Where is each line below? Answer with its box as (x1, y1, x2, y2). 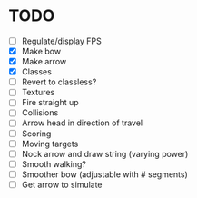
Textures (21, 87, 55, 98)
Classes (21, 66, 52, 77)
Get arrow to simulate (21, 179, 103, 190)
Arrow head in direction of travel (21, 117, 143, 128)
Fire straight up (21, 97, 79, 108)
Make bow (21, 46, 61, 56)
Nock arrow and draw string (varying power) (21, 148, 189, 159)
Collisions (21, 107, 59, 118)
